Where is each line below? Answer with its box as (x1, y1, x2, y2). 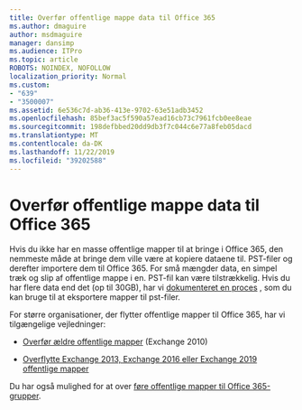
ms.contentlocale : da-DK (9, 139, 103, 148)
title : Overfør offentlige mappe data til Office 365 (9, 13, 216, 23)
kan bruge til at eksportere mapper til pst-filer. (9, 292, 180, 303)
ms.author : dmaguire (9, 22, 87, 31)
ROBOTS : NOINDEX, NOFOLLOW (9, 64, 111, 73)
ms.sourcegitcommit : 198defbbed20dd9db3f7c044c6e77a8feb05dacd (9, 123, 252, 132)
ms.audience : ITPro (9, 47, 83, 56)
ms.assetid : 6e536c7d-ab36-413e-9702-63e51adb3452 (9, 106, 204, 115)
